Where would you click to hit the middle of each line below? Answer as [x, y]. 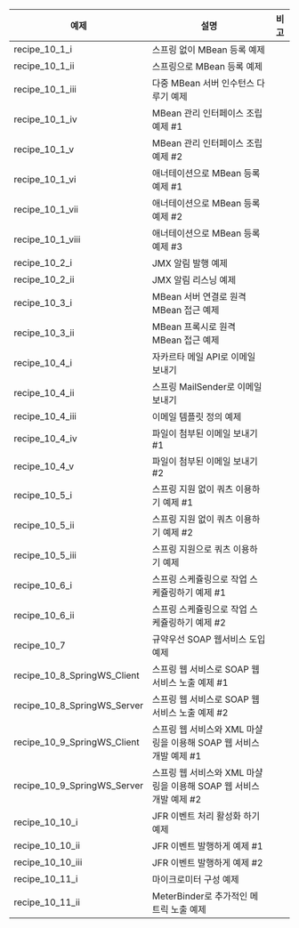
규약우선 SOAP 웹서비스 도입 [209, 639]
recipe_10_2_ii [44, 279]
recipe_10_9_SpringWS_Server [79, 785]
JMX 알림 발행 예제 [190, 263]
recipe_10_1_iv [45, 119]
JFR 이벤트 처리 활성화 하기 [206, 816]
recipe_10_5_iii [45, 555]
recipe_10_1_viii [47, 239]
